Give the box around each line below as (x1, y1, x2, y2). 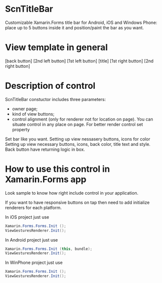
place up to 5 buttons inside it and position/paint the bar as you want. (5, 24, 144, 30)
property (12, 126, 30, 132)
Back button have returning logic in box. (5, 146, 85, 152)
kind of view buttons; (12, 111, 54, 117)
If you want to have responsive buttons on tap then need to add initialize (5, 199, 150, 205)
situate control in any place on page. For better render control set (12, 121, 143, 127)
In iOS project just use (5, 214, 50, 220)
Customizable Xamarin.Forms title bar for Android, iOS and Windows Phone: (5, 20, 157, 25)
